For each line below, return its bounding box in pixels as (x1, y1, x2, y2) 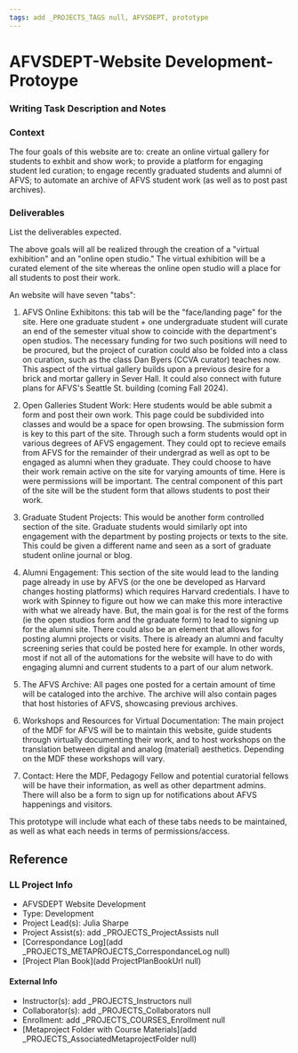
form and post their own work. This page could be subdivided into (21, 409, 265, 420)
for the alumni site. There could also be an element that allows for (21, 624, 262, 635)
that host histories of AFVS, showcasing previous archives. (21, 698, 238, 709)
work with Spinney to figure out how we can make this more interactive (21, 596, 283, 606)
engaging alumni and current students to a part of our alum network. (21, 662, 274, 673)
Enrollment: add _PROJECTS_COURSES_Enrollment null (21, 1015, 225, 1025)
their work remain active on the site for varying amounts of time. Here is (21, 466, 286, 477)
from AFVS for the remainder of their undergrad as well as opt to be (21, 448, 270, 458)
